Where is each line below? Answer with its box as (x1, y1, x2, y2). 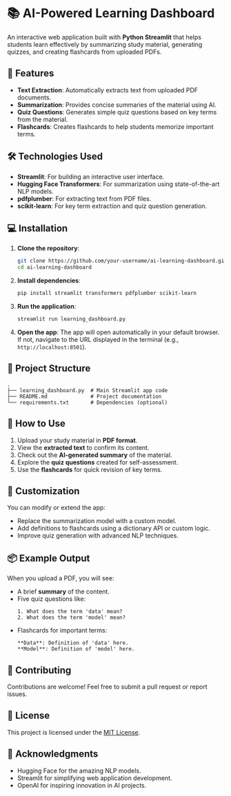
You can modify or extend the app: (7, 504, 106, 512)
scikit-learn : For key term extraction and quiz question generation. (17, 201, 208, 210)
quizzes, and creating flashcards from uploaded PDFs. (7, 48, 162, 56)
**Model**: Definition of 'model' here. (17, 646, 135, 653)
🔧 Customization (7, 485, 80, 497)
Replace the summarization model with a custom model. (17, 517, 177, 525)
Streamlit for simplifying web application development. (17, 773, 172, 782)
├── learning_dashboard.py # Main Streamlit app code (7, 387, 168, 394)
